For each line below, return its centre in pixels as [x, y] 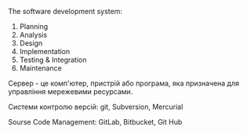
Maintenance [41, 68]
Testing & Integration [53, 60]
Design [31, 43]
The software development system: [65, 11]
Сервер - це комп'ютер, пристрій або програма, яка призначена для [123, 83]
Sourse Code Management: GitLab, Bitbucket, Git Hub [95, 122]
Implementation [45, 51]
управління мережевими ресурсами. [71, 92]
